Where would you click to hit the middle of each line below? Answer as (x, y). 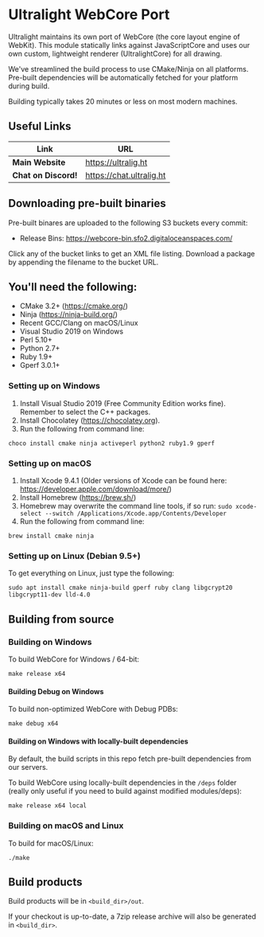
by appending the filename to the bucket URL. (83, 262)
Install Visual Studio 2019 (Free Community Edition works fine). (123, 403)
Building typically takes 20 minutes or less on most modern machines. (123, 101)
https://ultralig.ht (116, 162)
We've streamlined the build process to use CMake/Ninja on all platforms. (128, 68)
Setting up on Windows (54, 386)
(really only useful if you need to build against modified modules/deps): (125, 791)
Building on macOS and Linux (66, 826)
